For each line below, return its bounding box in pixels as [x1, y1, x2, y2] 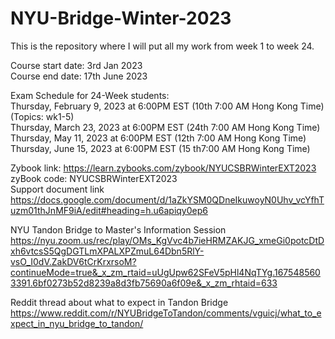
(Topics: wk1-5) [10, 110, 75, 122]
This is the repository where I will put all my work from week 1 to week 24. [10, 40, 315, 52]
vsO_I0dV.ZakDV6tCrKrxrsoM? [10, 255, 137, 267]
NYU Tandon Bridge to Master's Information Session [10, 223, 227, 236]
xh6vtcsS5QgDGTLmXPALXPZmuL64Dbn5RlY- [10, 245, 205, 257]
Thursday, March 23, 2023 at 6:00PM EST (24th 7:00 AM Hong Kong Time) [10, 121, 321, 133]
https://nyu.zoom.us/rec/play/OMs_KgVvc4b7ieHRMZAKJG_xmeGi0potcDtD [10, 234, 325, 246]
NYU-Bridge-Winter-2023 [10, 7, 232, 30]
